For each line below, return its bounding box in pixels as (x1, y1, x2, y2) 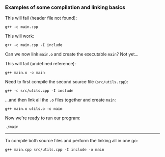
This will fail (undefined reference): (5, 61, 76, 67)
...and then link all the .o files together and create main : (5, 97, 116, 103)
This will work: (5, 33, 34, 39)
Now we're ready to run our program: (5, 115, 81, 121)
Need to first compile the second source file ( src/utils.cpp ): (5, 79, 129, 85)
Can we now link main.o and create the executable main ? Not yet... (5, 51, 139, 57)
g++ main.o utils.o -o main (5, 106, 63, 111)
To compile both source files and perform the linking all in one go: (5, 138, 138, 144)
